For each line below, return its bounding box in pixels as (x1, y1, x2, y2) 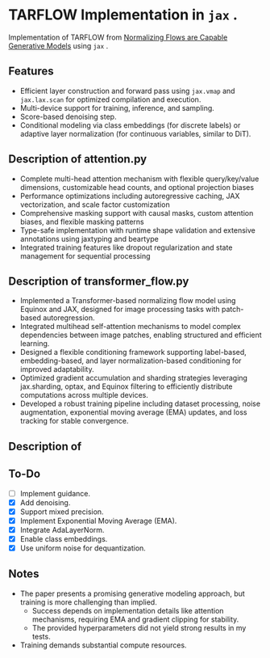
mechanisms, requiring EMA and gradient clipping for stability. (31, 614, 239, 624)
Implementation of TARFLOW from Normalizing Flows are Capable (8, 32, 228, 42)
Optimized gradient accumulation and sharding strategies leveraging (19, 373, 248, 383)
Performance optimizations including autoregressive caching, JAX (19, 191, 240, 200)
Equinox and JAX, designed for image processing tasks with (19, 305, 220, 314)
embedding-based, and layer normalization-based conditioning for (19, 356, 242, 365)
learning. (19, 339, 50, 348)
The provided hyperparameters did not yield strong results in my (31, 622, 247, 632)
